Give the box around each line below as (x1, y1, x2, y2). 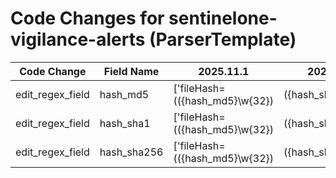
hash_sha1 (99, 116, 151, 130)
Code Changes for (10, 7, 165, 30)
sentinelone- (168, 7, 278, 30)
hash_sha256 (99, 145, 164, 159)
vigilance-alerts (10, 28, 146, 51)
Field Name (103, 64, 160, 78)
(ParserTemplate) (149, 28, 297, 51)
